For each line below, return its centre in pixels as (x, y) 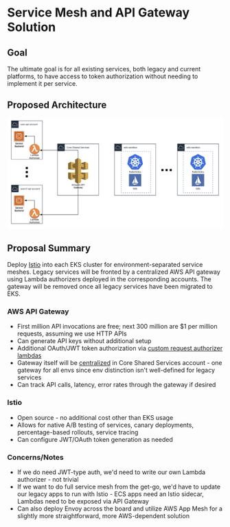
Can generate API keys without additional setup (84, 341)
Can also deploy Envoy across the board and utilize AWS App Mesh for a (120, 508)
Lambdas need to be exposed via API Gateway (83, 501)
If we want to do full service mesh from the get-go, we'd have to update (119, 487)
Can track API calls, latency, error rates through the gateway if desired (116, 385)
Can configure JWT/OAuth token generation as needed (95, 439)
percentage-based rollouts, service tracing (78, 432)
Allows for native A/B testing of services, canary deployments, (105, 425)
